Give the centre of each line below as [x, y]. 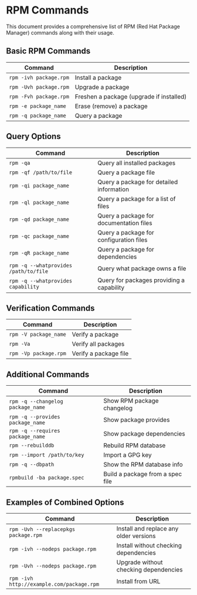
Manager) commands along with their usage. [60, 32]
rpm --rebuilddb [32, 446]
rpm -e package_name [38, 106]
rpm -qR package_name [39, 253]
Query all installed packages [137, 163]
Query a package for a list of [137, 199]
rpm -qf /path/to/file [40, 172]
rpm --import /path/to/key [47, 455]
